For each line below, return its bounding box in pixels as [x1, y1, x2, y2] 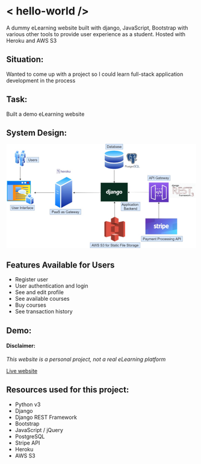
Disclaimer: [6, 342, 36, 350]
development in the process [6, 77, 76, 84]
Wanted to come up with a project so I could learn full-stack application [6, 71, 184, 78]
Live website [6, 367, 38, 374]
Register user [14, 276, 49, 283]
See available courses [14, 295, 70, 303]
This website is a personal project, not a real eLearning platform [6, 356, 166, 363]
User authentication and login [14, 282, 88, 290]
